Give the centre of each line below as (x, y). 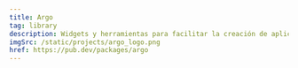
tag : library (33, 26)
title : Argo (31, 17)
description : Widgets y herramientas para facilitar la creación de (138, 34)
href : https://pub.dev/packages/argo (79, 50)
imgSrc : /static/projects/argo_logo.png (85, 42)
